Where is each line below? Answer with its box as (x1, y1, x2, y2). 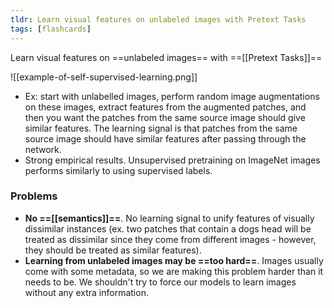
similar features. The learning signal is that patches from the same (24, 122, 298, 134)
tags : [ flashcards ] (10, 24, 92, 34)
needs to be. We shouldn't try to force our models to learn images (24, 276, 297, 288)
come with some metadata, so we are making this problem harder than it (24, 265, 324, 277)
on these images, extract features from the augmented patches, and (24, 101, 307, 113)
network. (24, 143, 62, 155)
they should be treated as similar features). (24, 244, 202, 256)
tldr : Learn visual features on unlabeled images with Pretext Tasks (10, 14, 307, 25)
